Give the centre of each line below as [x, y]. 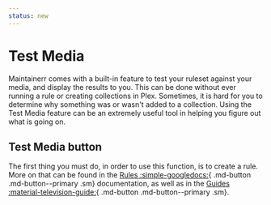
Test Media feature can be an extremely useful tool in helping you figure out [135, 113]
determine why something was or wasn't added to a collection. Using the [130, 104]
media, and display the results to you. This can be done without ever [122, 87]
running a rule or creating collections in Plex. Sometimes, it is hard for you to [135, 96]
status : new [28, 16]
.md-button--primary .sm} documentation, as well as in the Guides [119, 184]
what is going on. [37, 122]
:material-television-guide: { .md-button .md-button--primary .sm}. [119, 192]
